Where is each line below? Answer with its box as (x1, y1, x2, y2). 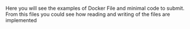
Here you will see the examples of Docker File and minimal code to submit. (5, 5, 185, 11)
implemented (5, 17, 37, 23)
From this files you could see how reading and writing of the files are (5, 11, 170, 18)
